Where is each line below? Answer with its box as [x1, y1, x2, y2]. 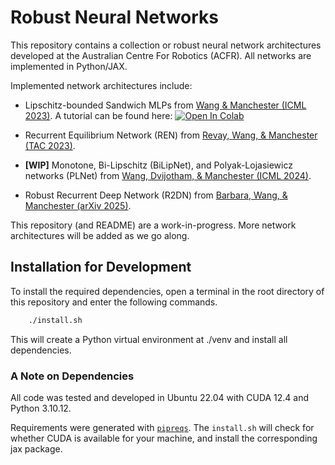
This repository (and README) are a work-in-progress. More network [10, 219, 297, 231]
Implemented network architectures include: [10, 79, 193, 91]
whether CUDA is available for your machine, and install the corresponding [10, 432, 318, 444]
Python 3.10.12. [10, 402, 72, 414]
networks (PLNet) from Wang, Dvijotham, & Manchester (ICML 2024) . [24, 169, 312, 181]
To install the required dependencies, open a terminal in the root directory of [10, 285, 325, 297]
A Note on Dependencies [10, 369, 135, 383]
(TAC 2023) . [24, 139, 76, 151]
